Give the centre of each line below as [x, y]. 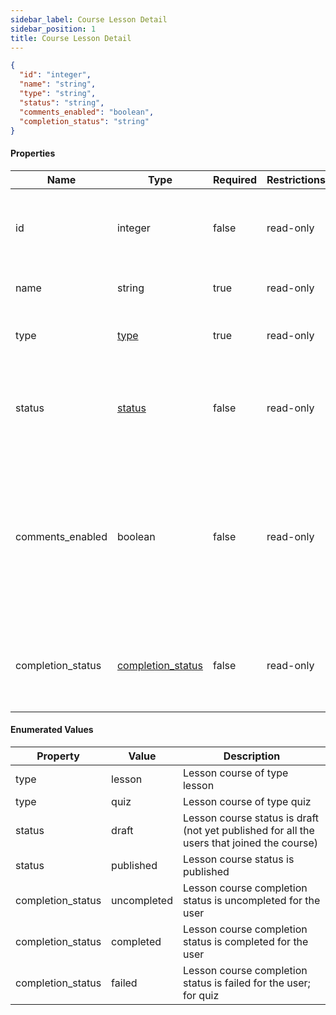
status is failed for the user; [246, 983]
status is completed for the [245, 941]
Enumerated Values [52, 730]
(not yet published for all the [248, 830]
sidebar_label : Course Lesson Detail [89, 19]
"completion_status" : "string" [84, 121]
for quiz [201, 995]
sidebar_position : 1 [53, 29]
